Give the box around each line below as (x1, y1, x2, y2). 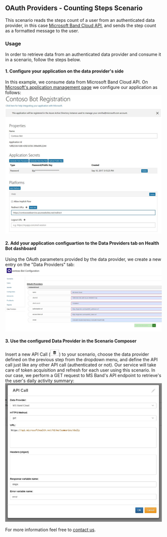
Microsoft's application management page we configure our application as (5, 84, 158, 90)
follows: (5, 89, 21, 96)
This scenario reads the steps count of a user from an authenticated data (5, 17, 155, 23)
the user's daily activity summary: (5, 378, 75, 384)
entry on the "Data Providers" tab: (5, 262, 75, 268)
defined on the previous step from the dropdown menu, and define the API (5, 356, 158, 362)
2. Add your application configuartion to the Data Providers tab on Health (5, 240, 159, 246)
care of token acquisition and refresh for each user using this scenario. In (5, 367, 156, 373)
